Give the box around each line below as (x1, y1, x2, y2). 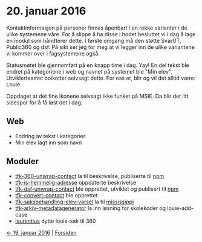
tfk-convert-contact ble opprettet (15, 191, 98, 199)
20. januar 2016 (6, 4, 86, 18)
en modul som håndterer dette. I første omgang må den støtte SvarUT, (6, 37, 181, 44)
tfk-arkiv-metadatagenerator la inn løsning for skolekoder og (15, 204, 166, 212)
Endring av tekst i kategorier (15, 132, 86, 139)
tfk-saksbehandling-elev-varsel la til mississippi (15, 198, 134, 205)
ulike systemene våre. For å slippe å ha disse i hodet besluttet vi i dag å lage (6, 30, 196, 37)
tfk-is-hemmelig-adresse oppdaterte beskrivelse (15, 179, 137, 186)
